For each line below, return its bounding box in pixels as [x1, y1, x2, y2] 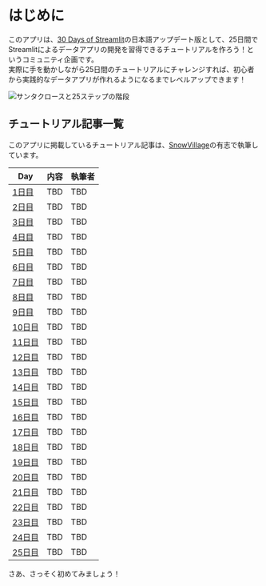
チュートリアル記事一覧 [8, 117, 124, 131]
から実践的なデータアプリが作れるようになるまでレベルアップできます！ [8, 74, 246, 84]
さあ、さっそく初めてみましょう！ [8, 568, 121, 578]
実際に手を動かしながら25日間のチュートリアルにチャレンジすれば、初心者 [8, 64, 255, 74]
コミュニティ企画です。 [22, 54, 98, 64]
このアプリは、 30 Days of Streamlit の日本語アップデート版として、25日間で [8, 34, 259, 44]
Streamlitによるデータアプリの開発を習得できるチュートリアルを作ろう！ [8, 44, 248, 54]
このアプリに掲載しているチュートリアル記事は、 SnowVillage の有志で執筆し [8, 140, 259, 150]
